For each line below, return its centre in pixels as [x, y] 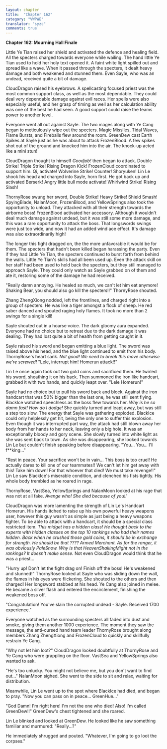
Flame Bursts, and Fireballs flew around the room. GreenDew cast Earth [79, 135]
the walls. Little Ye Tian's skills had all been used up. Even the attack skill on [83, 259]
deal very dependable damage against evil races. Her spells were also [78, 99]
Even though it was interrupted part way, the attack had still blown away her [83, 424]
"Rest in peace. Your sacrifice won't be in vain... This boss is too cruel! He [81, 460]
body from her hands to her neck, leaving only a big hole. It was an [74, 429]
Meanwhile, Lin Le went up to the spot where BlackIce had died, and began [83, 691]
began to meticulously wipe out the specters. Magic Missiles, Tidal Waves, [82, 130]
